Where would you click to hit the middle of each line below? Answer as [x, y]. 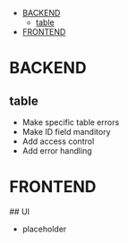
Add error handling [57, 151]
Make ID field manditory [66, 132]
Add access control [58, 141]
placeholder [44, 229]
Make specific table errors [71, 122]
